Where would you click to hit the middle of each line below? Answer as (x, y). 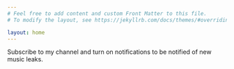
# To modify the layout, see (49, 20)
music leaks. (25, 59)
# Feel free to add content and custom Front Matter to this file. (107, 13)
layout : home (26, 32)
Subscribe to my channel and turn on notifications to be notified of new (109, 52)
